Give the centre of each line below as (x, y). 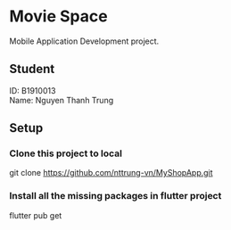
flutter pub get (36, 215)
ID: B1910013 (33, 90)
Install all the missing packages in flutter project (115, 196)
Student (32, 69)
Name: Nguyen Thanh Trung (62, 100)
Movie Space (59, 16)
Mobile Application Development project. (84, 41)
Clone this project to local (66, 153)
